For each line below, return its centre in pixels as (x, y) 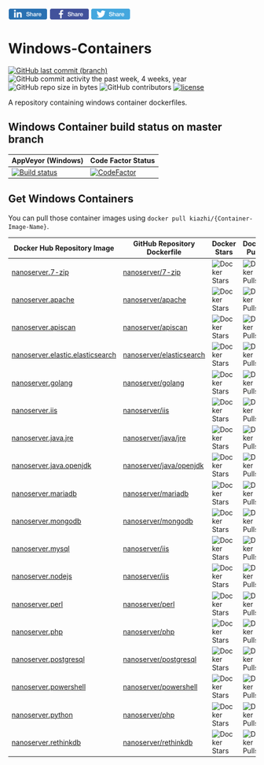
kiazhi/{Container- (221, 218)
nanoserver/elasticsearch (164, 355)
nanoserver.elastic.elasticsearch (64, 355)
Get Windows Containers (71, 199)
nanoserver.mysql (40, 549)
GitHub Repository (164, 244)
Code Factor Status (123, 161)
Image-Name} (27, 227)
